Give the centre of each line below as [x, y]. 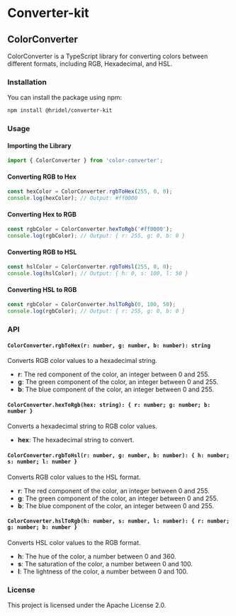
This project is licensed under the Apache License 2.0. [87, 605]
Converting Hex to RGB [42, 214]
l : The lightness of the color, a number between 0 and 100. [103, 571]
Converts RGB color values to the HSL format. [74, 477]
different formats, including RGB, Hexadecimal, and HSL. [90, 64]
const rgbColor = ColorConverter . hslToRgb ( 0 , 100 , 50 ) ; [91, 305]
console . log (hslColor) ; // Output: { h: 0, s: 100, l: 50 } [98, 274]
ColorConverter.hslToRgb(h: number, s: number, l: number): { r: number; [119, 521]
